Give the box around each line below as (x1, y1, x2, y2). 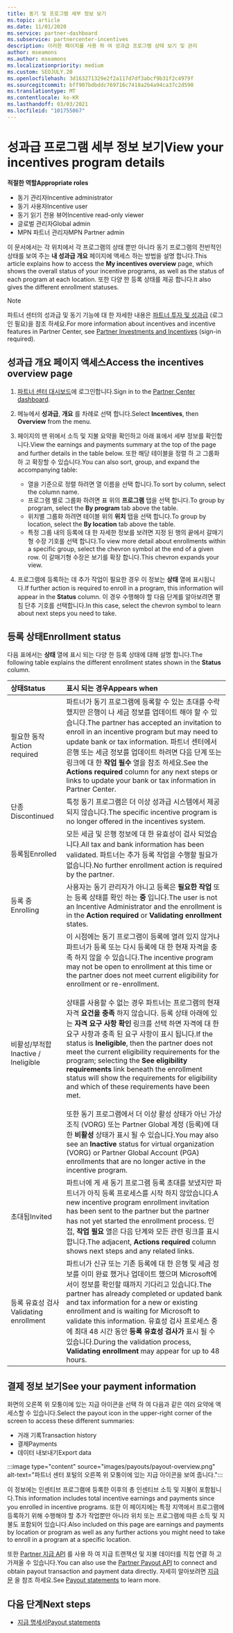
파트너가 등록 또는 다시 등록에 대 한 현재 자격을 (66, 942, 209, 952)
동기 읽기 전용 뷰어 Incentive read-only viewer (17, 210, 144, 219)
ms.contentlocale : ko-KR (7, 95, 79, 102)
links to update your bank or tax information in (66, 776, 216, 786)
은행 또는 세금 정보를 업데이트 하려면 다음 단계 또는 (66, 747, 222, 757)
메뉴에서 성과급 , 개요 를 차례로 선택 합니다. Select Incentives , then (17, 409, 199, 417)
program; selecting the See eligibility (66, 1056, 188, 1065)
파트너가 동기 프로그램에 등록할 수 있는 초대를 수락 (66, 697, 221, 707)
